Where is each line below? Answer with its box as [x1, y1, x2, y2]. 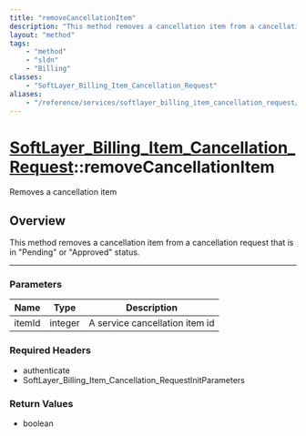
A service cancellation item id [88, 317, 215, 330]
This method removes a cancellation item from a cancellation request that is [9, 238, 294, 248]
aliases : [9, 89, 43, 98]
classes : [9, 73, 43, 82]
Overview [9, 213, 66, 228]
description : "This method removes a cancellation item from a [9, 22, 255, 31]
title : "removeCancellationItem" [9, 13, 137, 23]
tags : [9, 38, 30, 48]
